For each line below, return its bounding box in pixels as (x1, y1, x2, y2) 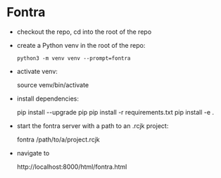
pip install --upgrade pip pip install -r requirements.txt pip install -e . (16, 108, 215, 116)
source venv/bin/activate (16, 80, 89, 89)
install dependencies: (16, 94, 79, 103)
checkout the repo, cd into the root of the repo (16, 27, 152, 36)
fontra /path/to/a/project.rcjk (16, 135, 100, 144)
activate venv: (16, 67, 58, 75)
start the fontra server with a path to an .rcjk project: (16, 121, 169, 130)
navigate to (16, 148, 50, 157)
